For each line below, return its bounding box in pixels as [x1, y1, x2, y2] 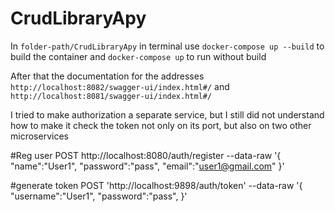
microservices [10, 130, 69, 142]
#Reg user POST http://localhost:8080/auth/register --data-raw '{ [10, 149, 282, 161]
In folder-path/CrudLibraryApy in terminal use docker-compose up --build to [10, 40, 325, 52]
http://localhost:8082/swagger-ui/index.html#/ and [10, 80, 230, 92]
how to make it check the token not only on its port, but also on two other [10, 119, 312, 131]
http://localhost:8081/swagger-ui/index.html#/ [10, 91, 213, 101]
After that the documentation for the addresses [10, 70, 205, 82]
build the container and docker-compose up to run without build [10, 50, 267, 62]
